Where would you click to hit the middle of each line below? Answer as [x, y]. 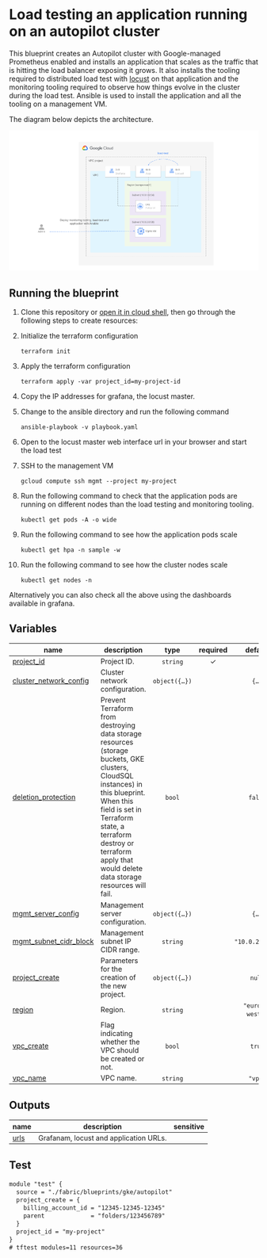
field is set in [121, 809]
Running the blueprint [64, 293]
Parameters [119, 961]
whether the [120, 1042]
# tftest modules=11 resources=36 [66, 1248]
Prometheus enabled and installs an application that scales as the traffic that [133, 62]
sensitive [189, 1126]
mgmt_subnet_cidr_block [53, 941]
